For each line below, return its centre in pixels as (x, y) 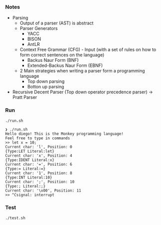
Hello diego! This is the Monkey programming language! (64, 134)
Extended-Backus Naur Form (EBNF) (65, 65)
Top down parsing (46, 81)
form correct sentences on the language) (62, 55)
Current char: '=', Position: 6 (39, 165)
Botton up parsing (46, 87)
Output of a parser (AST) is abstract (57, 23)
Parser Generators (39, 28)
